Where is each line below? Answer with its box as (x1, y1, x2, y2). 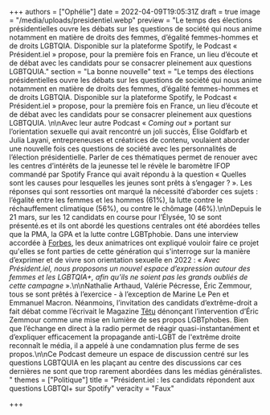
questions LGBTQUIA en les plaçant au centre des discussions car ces (9, 358, 242, 367)
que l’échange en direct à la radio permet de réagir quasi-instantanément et (9, 324, 260, 333)
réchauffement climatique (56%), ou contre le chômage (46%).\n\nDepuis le (9, 204, 262, 213)
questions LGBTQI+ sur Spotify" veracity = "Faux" (9, 384, 175, 393)
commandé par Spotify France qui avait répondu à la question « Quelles (9, 169, 247, 179)
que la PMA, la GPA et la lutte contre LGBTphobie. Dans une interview (9, 230, 239, 239)
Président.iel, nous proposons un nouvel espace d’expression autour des (9, 264, 251, 273)
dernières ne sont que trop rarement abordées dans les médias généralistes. (9, 367, 263, 376)
